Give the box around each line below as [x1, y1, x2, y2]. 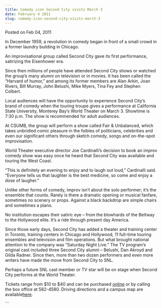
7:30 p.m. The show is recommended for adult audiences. [5, 113, 120, 119]
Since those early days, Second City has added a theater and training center [5, 227, 157, 232]
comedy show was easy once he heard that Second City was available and [5, 153, 154, 159]
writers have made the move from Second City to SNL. [5, 258, 114, 263]
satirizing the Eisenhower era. [5, 59, 64, 65]
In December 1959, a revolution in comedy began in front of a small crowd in [5, 39, 157, 45]
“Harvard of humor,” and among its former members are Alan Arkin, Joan [5, 78, 151, 84]
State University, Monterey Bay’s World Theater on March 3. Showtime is [5, 108, 150, 114]
